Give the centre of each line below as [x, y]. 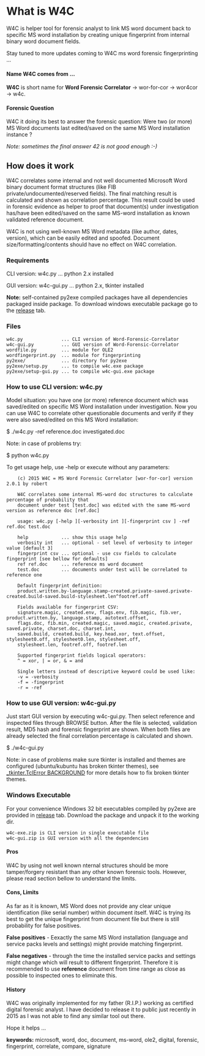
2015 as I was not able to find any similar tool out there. [76, 1016]
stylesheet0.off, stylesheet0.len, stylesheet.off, [73, 640]
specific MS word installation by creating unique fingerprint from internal [98, 34]
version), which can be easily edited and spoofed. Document [83, 238]
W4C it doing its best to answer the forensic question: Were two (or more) [99, 121]
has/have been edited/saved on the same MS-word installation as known [98, 213]
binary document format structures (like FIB [61, 187]
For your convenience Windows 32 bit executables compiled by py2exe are [101, 808]
